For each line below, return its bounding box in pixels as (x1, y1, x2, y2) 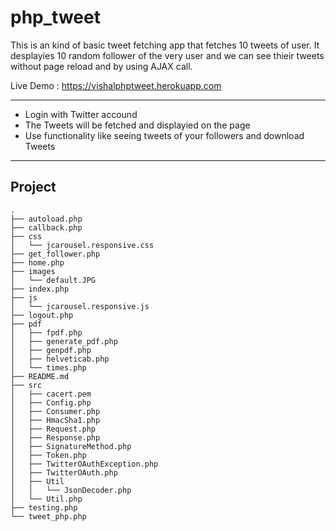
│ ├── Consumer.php (10, 406, 101, 416)
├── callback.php (10, 222, 83, 233)
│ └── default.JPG (10, 275, 97, 285)
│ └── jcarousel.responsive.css (10, 240, 155, 250)
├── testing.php (10, 502, 78, 513)
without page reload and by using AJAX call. (10, 60, 193, 72)
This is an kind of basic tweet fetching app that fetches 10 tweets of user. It (10, 39, 320, 51)
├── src (10, 380, 43, 390)
